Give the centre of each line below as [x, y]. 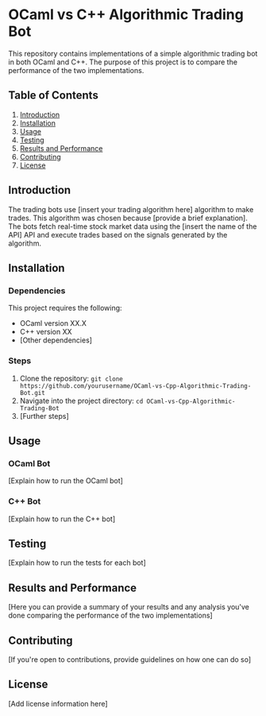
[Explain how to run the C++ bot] [62, 519]
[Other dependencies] [56, 340]
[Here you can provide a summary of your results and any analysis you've [129, 607]
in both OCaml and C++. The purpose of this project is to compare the [123, 62]
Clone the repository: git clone [71, 378]
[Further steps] [44, 416]
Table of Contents [54, 96]
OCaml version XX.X [53, 323]
